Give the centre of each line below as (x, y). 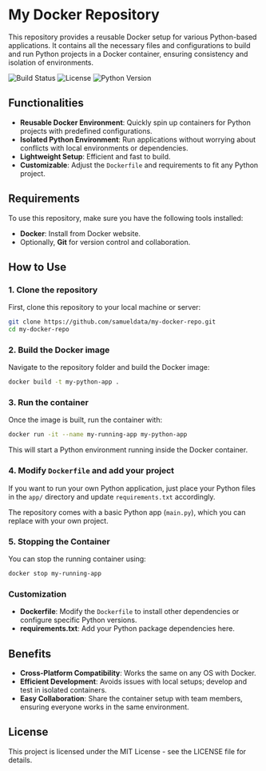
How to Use (38, 267)
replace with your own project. (59, 520)
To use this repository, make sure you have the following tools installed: (126, 218)
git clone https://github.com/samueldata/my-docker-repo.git (112, 322)
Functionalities (46, 103)
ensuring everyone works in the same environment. (104, 707)
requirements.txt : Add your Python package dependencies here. (127, 628)
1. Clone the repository (53, 290)
